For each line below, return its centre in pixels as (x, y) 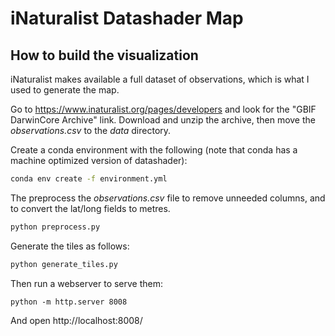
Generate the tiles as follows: (70, 246)
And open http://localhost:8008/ (76, 320)
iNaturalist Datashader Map (127, 18)
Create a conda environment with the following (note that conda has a (154, 150)
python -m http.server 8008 (69, 302)
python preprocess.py (55, 227)
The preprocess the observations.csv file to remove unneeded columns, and (168, 198)
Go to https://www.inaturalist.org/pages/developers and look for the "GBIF (163, 109)
